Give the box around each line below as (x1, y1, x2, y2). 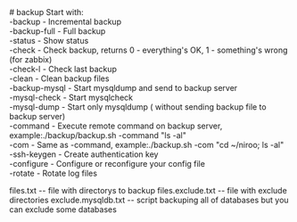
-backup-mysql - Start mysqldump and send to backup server (9, 83, 238, 93)
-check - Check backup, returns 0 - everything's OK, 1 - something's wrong (9, 45, 288, 55)
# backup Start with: (9, 7, 85, 17)
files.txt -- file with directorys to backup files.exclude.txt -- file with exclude (9, 185, 287, 195)
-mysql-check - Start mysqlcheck (9, 92, 134, 103)
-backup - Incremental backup (9, 16, 122, 27)
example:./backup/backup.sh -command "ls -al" (9, 130, 187, 140)
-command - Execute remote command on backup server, (9, 120, 223, 131)
